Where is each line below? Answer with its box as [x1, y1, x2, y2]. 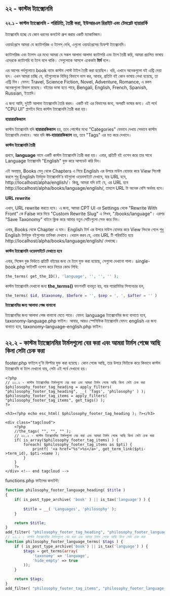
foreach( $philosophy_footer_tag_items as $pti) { [23, 442, 133, 447]
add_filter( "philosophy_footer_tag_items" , [5, 586, 101, 591]
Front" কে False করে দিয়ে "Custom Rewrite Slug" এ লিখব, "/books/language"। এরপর [5, 210, 165, 217]
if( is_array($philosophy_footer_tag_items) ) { [14, 438, 119, 443]
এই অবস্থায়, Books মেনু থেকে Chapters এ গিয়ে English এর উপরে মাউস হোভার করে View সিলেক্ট [5, 167, 161, 174]
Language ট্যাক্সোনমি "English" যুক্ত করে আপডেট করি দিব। [5, 157, 102, 164]
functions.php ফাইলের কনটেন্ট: [5, 478, 60, 484]
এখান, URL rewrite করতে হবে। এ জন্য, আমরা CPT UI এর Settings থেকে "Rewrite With [5, 205, 158, 211]
